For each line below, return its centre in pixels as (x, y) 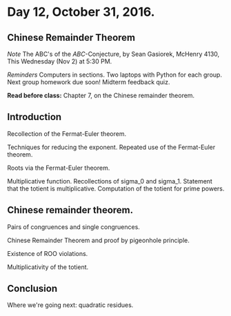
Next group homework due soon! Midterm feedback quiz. (89, 82)
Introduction (34, 117)
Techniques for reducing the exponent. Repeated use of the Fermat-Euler (111, 147)
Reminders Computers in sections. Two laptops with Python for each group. (115, 75)
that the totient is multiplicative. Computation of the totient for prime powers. (116, 188)
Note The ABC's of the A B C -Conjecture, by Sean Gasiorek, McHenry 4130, (113, 54)
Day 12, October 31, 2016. (81, 12)
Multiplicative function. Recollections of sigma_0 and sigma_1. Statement (110, 181)
